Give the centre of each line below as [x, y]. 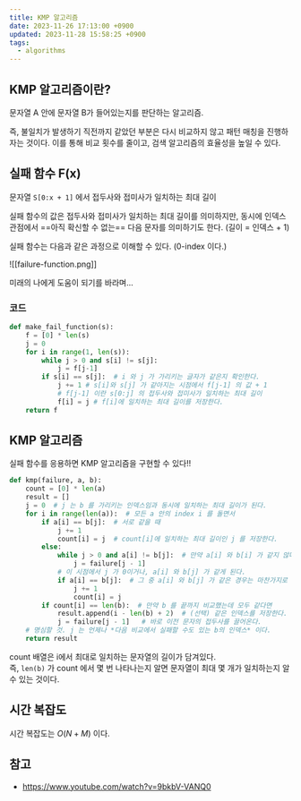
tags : [19, 43]
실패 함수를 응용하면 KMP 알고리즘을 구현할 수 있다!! [100, 464]
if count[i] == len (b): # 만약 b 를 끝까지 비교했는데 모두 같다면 [157, 605]
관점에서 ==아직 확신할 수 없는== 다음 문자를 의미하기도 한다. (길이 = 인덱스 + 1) [150, 227]
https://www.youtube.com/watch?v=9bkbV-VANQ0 [116, 786]
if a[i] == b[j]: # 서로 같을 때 [101, 522]
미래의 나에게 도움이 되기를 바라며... [72, 282]
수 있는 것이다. [34, 679]
